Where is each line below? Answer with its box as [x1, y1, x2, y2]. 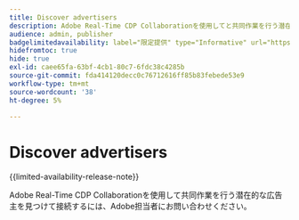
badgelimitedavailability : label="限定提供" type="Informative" [9, 37, 247, 47]
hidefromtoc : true [9, 46, 77, 55]
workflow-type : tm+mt [9, 79, 90, 88]
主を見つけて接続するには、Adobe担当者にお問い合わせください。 [9, 201, 252, 212]
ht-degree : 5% [9, 95, 62, 105]
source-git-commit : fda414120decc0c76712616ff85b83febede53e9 [9, 71, 245, 80]
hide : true [9, 54, 50, 63]
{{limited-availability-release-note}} [9, 171, 140, 183]
